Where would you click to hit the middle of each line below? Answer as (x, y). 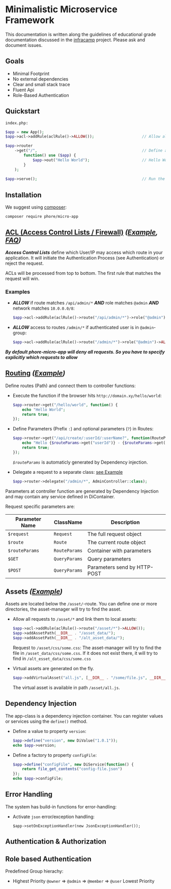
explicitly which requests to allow (41, 357)
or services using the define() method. (46, 721)
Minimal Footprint (31, 73)
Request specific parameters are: (40, 506)
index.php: (17, 123)
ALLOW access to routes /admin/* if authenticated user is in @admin (83, 327)
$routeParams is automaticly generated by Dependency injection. (80, 462)
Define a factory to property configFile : (55, 755)
